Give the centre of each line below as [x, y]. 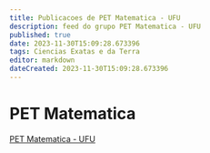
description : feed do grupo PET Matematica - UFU [105, 26]
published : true [40, 35]
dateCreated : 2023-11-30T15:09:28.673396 [89, 69]
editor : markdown [42, 60]
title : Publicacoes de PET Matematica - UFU [95, 18]
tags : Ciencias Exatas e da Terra [75, 52]
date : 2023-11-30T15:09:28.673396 [75, 43]
